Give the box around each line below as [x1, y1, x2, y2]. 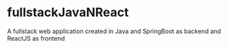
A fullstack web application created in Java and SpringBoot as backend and [7, 27, 221, 35]
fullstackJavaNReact [7, 5, 129, 20]
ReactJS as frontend [7, 34, 65, 42]
